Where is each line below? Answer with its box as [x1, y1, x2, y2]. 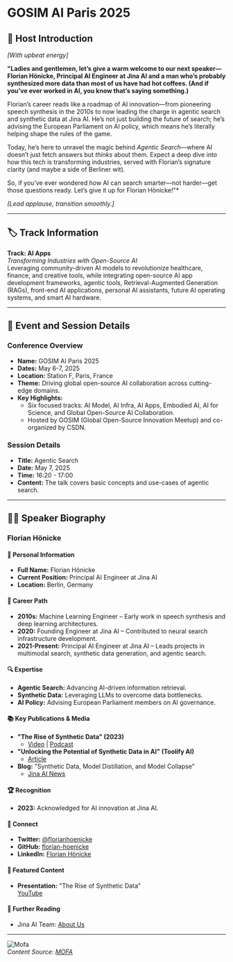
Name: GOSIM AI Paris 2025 [17, 357, 99, 365]
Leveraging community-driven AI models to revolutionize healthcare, [7, 263, 203, 272]
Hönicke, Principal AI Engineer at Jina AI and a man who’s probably [28, 72, 226, 80]
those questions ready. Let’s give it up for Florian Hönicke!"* [7, 186, 179, 194]
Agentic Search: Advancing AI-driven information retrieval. [17, 683, 187, 692]
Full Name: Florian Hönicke [17, 566, 96, 574]
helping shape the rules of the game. [7, 130, 112, 138]
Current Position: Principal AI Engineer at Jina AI [17, 573, 157, 582]
